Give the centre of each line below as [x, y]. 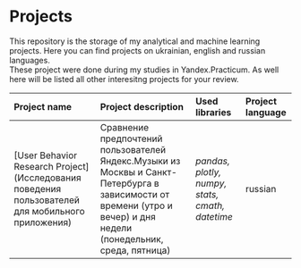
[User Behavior [46, 155]
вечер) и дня [128, 216]
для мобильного [49, 211]
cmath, [211, 205]
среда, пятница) [135, 250]
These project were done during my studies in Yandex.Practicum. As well [144, 70]
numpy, [211, 183]
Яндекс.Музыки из [140, 161]
